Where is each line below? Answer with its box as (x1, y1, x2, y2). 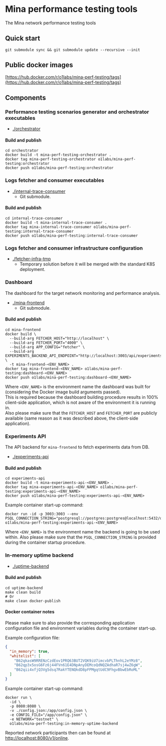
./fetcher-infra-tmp (12, 256, 51, 262)
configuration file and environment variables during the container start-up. (5, 625, 157, 631)
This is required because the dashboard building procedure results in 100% (5, 394, 159, 400)
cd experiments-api (5, 476, 45, 481)
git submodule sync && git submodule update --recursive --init (5, 47, 140, 53)
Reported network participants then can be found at (5, 730, 111, 736)
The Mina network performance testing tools (5, 20, 96, 26)
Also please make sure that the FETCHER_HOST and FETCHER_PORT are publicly (5, 410, 157, 416)
